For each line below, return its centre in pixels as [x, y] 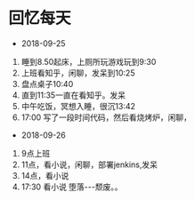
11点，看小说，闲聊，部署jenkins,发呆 [89, 164]
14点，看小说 [45, 175]
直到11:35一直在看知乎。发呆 [73, 95]
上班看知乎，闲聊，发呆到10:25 [78, 73]
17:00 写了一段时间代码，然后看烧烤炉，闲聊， [106, 117]
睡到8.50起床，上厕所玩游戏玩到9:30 [89, 61]
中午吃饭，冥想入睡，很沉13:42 [78, 106]
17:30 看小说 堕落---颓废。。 [72, 187]
